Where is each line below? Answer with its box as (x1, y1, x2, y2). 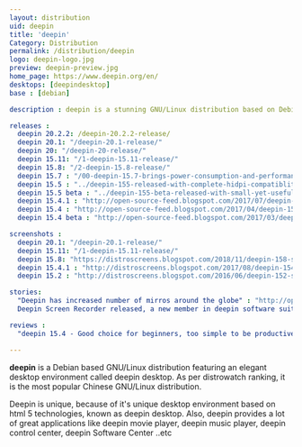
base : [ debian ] (9, 88, 70, 97)
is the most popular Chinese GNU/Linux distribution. (9, 380, 202, 392)
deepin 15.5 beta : (17, 188, 91, 197)
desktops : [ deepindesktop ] (9, 80, 111, 89)
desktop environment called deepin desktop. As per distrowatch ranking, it (9, 371, 286, 382)
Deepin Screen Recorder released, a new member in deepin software (17, 305, 276, 314)
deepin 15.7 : (17, 171, 70, 180)
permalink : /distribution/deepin (9, 47, 135, 56)
